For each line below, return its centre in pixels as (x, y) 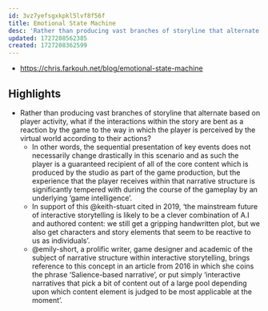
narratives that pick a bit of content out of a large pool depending (139, 283)
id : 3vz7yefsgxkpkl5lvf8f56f (57, 16)
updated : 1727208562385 (48, 38)
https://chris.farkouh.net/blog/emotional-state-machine (111, 68)
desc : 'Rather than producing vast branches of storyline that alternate (134, 30)
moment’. (47, 300)
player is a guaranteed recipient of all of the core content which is (140, 164)
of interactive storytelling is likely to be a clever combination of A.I (140, 215)
